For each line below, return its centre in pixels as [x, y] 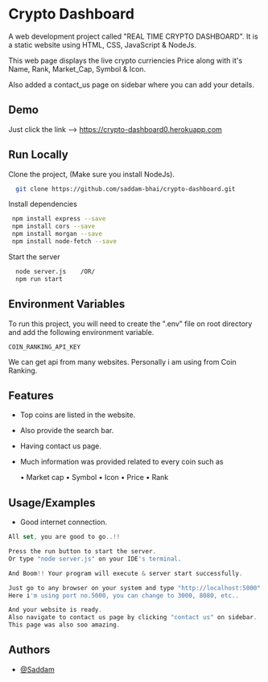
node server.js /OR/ [55, 271]
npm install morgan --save [57, 234]
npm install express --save [59, 219]
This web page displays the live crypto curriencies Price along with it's [126, 60]
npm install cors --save [53, 226]
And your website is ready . [56, 610]
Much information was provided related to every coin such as [122, 462]
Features [31, 395]
